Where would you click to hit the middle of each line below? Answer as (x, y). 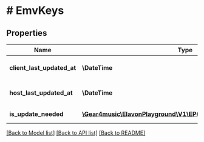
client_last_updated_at (43, 68)
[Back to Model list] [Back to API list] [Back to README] (76, 133)
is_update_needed (36, 114)
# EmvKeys (35, 11)
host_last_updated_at (41, 93)
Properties (27, 33)
